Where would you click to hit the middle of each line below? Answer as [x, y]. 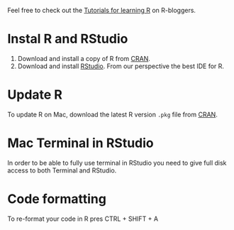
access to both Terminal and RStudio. [62, 170]
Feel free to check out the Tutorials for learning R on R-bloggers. [102, 10]
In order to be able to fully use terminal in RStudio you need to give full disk [117, 163]
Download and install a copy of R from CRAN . [84, 58]
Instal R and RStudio [68, 39]
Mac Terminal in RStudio [80, 143]
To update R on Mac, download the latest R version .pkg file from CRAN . [112, 114]
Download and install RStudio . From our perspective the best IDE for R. [121, 66]
